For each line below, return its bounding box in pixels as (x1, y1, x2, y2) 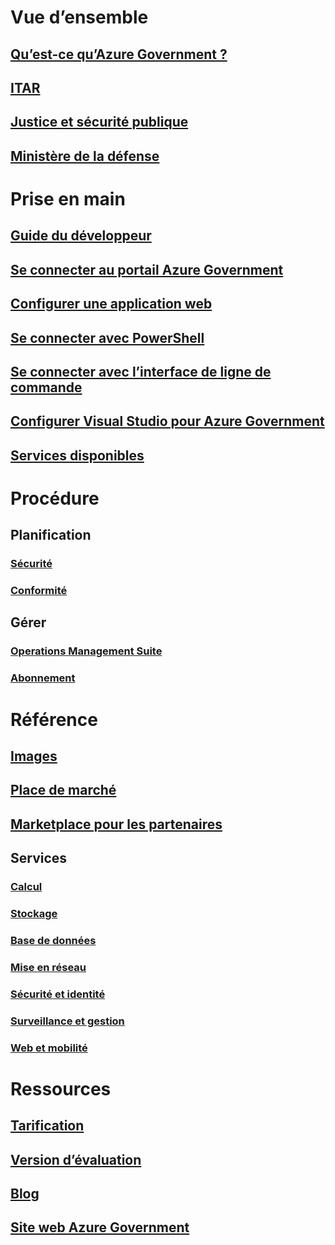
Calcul (10, 880, 43, 893)
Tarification (10, 1117, 85, 1135)
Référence (10, 708, 98, 731)
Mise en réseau (10, 960, 87, 974)
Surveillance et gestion (10, 1014, 125, 1028)
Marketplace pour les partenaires (10, 816, 223, 833)
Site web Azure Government (10, 1219, 190, 1236)
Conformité (10, 584, 68, 598)
